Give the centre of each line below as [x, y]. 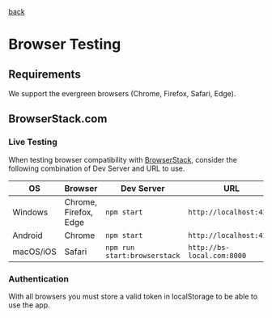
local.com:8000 [217, 255]
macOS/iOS [34, 252]
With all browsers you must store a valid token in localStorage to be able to [133, 296]
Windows [30, 212]
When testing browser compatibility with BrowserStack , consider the [123, 159]
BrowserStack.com [58, 119]
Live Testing [33, 142]
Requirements [45, 74]
